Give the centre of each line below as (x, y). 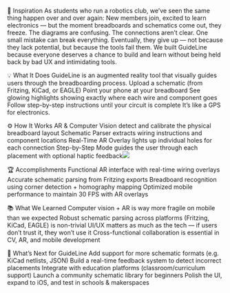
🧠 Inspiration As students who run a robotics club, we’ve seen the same (108, 11)
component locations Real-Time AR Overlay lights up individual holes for (109, 140)
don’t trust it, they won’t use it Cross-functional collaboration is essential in (113, 232)
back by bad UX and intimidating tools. (62, 62)
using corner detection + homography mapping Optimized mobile (100, 187)
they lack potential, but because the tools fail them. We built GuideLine (107, 47)
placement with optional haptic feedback (65, 156)
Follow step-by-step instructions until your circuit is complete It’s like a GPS (114, 105)
